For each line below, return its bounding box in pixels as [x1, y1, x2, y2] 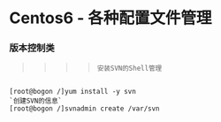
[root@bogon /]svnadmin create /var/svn [9, 104, 161, 113]
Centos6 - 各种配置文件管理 [9, 8, 212, 28]
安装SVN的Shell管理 [96, 64, 162, 73]
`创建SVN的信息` [9, 96, 63, 106]
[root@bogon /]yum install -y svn [9, 88, 137, 96]
